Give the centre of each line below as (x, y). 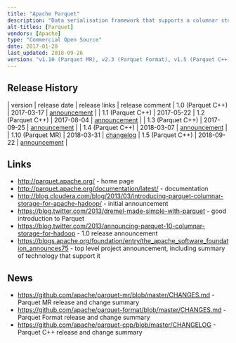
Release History (43, 88)
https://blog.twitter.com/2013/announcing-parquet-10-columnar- (111, 226)
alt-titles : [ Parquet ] (40, 27)
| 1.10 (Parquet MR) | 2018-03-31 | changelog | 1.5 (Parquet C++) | (102, 135)
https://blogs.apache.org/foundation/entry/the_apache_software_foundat (123, 241)
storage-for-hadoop (46, 233)
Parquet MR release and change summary (78, 302)
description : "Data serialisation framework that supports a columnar (113, 20)
